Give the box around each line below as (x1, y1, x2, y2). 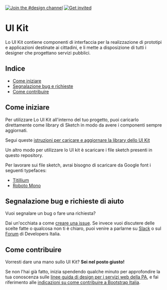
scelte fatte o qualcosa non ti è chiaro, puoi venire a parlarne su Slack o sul (5, 225, 161, 231)
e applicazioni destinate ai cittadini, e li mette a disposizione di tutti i (5, 44, 146, 50)
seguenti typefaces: (5, 167, 47, 173)
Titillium (12, 177, 29, 183)
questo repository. (5, 152, 43, 158)
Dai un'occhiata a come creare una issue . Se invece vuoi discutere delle (5, 220, 155, 226)
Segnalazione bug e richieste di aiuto (5, 197, 124, 205)
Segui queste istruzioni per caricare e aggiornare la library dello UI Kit (5, 137, 150, 143)
